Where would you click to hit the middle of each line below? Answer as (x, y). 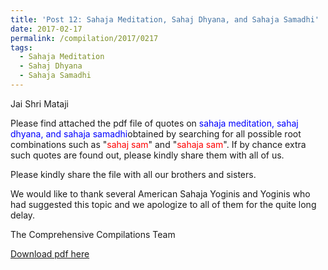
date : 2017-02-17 (46, 29)
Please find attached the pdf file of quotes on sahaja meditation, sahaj (154, 123)
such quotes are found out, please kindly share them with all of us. (147, 155)
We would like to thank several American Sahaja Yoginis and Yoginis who (160, 193)
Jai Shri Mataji (39, 103)
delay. (23, 215)
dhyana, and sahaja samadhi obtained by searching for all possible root (156, 133)
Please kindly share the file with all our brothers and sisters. (133, 174)
